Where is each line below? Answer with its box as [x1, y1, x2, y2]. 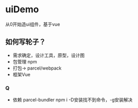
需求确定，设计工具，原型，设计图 [12, 52, 85, 58]
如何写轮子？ [5, 37, 46, 47]
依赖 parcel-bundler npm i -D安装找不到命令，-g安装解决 [12, 97, 133, 103]
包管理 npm [12, 58, 37, 64]
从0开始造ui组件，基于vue [5, 21, 60, 27]
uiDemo [5, 4, 39, 15]
